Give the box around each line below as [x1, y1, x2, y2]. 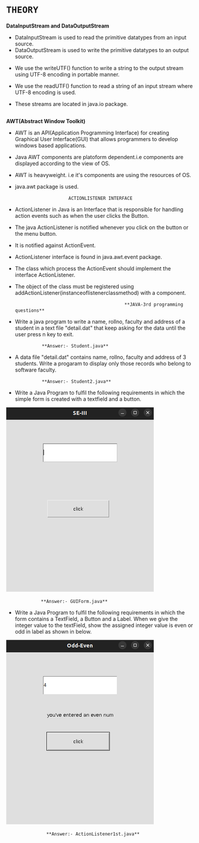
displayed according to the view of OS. [14, 160, 110, 167]
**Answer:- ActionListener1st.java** [46, 831, 140, 837]
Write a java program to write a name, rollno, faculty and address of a [14, 318, 185, 325]
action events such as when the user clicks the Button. [14, 212, 149, 220]
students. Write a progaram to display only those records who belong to [14, 360, 192, 367]
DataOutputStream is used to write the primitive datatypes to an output [14, 46, 189, 53]
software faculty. [14, 366, 57, 373]
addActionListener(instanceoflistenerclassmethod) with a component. [14, 290, 186, 297]
